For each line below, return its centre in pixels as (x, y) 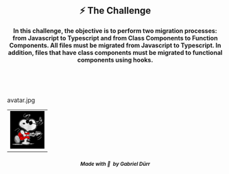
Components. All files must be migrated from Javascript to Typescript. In (115, 45)
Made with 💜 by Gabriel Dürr (115, 164)
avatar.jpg (21, 100)
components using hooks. (115, 60)
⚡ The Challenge (115, 11)
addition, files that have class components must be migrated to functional (115, 52)
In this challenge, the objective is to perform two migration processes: (115, 30)
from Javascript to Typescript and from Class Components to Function (115, 38)
